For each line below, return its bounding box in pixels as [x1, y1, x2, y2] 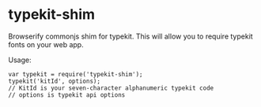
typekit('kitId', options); [8, 77, 101, 85]
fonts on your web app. [8, 39, 85, 49]
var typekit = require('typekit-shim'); [8, 70, 144, 78]
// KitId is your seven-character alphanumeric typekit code [8, 84, 214, 92]
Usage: [8, 55, 32, 65]
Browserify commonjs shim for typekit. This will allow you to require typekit [8, 31, 253, 41]
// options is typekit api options [8, 90, 126, 99]
